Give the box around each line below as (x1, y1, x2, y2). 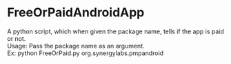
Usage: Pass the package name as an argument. (7, 42, 145, 50)
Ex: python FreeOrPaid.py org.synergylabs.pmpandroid (7, 49, 164, 57)
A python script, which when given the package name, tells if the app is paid (7, 27, 224, 35)
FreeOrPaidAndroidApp (7, 5, 145, 20)
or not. (7, 34, 26, 42)
